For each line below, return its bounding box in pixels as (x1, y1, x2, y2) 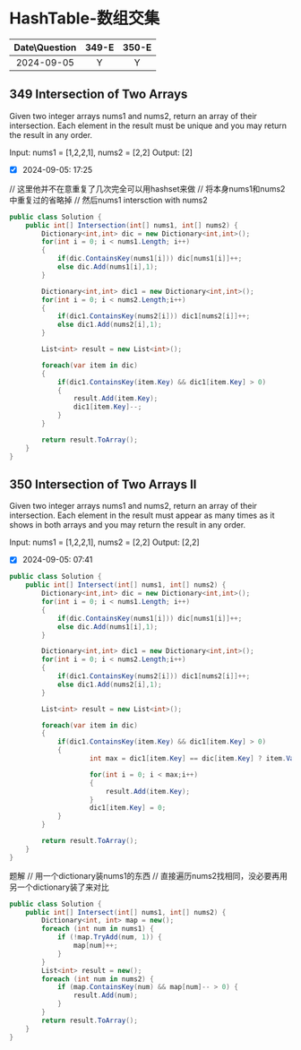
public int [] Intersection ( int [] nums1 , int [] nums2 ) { (25, 220, 239, 229)
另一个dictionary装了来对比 (9, 882, 109, 892)
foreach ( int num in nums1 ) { (41, 925, 154, 934)
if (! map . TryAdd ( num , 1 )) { (56, 933, 163, 942)
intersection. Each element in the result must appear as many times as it (9, 510, 275, 521)
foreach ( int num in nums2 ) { (41, 974, 154, 984)
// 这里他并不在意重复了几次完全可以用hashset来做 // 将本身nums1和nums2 (9, 183, 286, 194)
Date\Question (13, 41, 77, 54)
